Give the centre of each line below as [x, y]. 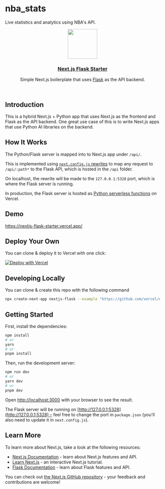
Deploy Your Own [32, 242]
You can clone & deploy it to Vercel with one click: [56, 253]
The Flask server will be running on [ [42, 409]
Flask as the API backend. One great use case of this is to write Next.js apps [82, 122]
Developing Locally [35, 278]
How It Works [26, 143]
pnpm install [18, 354]
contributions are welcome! [33, 482]
